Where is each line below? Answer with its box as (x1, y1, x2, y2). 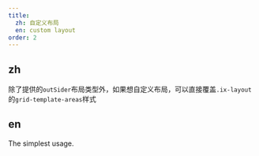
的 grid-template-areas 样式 (8, 95, 97, 104)
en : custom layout (15, 26, 77, 34)
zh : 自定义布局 (15, 19, 59, 27)
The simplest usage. (8, 139, 74, 148)
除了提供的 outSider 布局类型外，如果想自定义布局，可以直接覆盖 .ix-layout (8, 84, 252, 95)
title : (8, 11, 30, 20)
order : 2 (8, 33, 37, 42)
